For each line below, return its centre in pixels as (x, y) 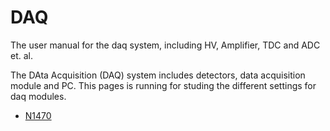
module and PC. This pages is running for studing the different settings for (163, 85)
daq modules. (38, 96)
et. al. (21, 55)
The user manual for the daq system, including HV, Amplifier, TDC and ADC (165, 45)
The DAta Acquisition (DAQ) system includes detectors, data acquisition (158, 75)
